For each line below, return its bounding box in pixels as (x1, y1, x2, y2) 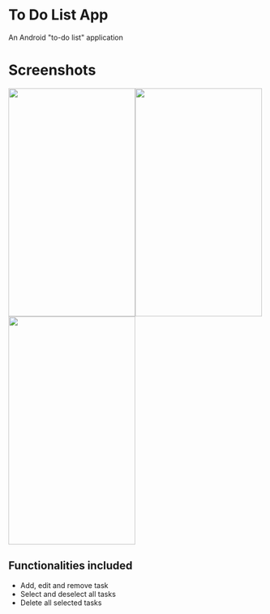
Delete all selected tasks (19, 598, 102, 608)
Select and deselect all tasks (19, 589, 116, 599)
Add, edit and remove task (19, 580, 109, 590)
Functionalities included (8, 559, 133, 573)
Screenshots (8, 61, 96, 79)
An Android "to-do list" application (8, 32, 124, 42)
